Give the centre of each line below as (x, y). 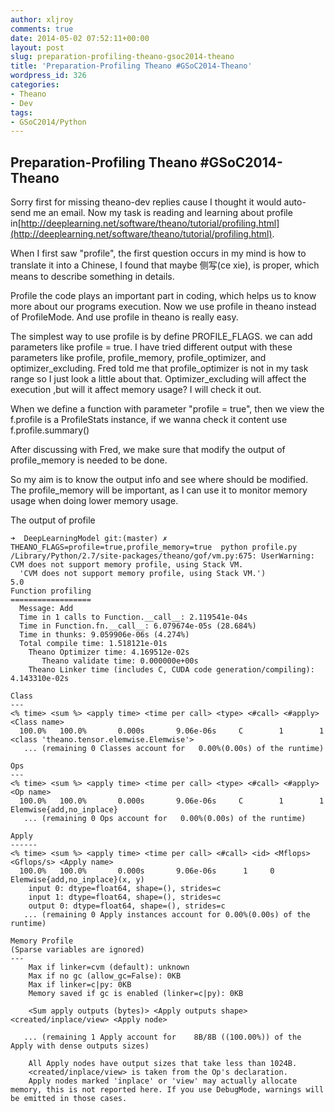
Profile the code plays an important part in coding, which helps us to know (163, 296)
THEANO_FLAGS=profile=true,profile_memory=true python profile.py (154, 547)
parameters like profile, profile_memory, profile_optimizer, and (138, 358)
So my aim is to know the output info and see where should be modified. (159, 480)
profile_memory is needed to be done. (89, 460)
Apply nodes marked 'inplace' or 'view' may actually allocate (163, 1081)
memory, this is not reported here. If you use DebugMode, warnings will (167, 1090)
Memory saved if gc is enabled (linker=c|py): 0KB (136, 994)
